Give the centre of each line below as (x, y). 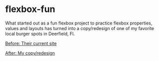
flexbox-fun (30, 9)
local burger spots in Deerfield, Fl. (40, 33)
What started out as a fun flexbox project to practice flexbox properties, (79, 23)
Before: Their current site (31, 43)
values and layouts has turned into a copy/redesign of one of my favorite (80, 28)
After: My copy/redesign (30, 53)
